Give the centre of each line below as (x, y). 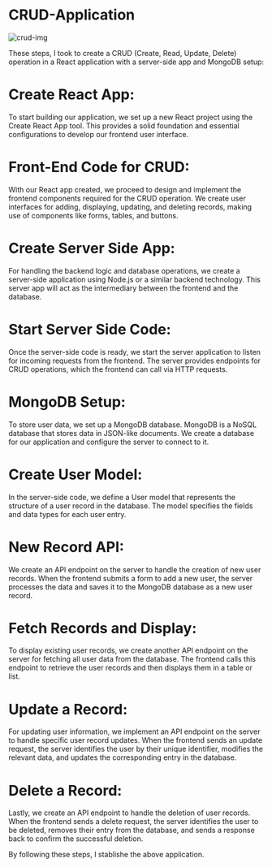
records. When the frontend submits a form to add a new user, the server (131, 578)
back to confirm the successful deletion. (76, 839)
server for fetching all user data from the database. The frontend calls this (132, 659)
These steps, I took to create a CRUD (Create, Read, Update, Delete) (123, 53)
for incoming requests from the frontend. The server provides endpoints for (135, 360)
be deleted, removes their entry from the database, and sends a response (132, 830)
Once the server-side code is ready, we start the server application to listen (135, 352)
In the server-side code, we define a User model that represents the (122, 497)
